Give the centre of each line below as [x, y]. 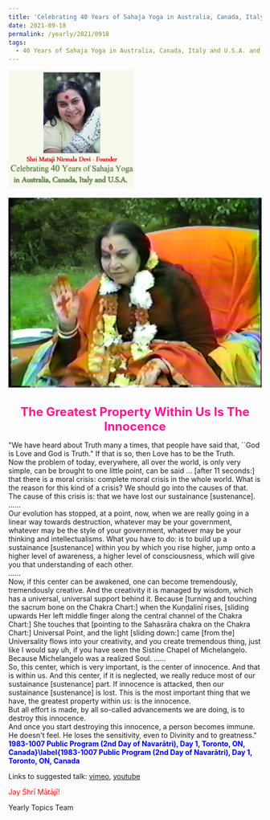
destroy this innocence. [47, 718]
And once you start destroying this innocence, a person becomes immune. [132, 726]
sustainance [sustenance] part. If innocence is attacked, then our [116, 683]
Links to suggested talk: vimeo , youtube [74, 776]
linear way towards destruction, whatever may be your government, [121, 521]
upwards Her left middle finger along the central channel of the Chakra [125, 615]
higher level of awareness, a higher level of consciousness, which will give [132, 556]
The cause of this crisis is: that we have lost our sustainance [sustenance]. [132, 496]
